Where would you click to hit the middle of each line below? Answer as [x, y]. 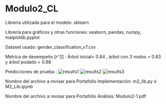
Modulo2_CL [32, 9]
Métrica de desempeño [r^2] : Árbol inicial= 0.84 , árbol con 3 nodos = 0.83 [83, 56]
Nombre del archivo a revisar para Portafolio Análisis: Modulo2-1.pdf [76, 96]
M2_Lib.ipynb [19, 86]
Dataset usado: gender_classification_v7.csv [50, 47]
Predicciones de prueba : [31, 71]
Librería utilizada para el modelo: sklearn [47, 22]
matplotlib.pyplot [22, 37]
